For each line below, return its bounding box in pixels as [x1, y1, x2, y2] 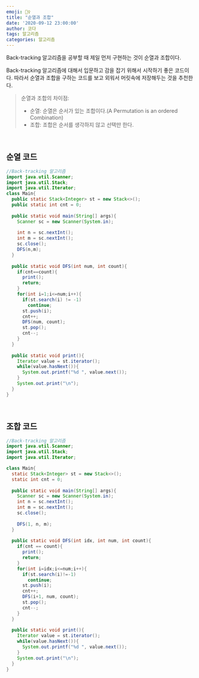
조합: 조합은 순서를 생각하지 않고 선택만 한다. [29, 121, 134, 128]
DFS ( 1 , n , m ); [17, 521, 52, 527]
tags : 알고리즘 [6, 31, 39, 37]
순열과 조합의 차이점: [20, 94, 70, 101]
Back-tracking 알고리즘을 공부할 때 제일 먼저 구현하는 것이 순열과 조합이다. [6, 54, 182, 61]
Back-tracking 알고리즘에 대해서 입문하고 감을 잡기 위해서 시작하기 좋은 [6, 67, 174, 74]
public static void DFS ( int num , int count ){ [11, 263, 128, 269]
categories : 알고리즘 [6, 37, 55, 43]
